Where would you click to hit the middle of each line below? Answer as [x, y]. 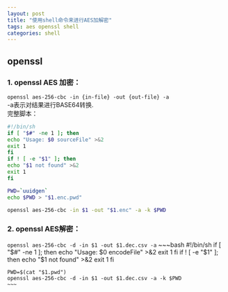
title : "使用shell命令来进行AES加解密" [60, 20]
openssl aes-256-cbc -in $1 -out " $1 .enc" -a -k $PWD [87, 210]
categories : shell [34, 33]
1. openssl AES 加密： [44, 82]
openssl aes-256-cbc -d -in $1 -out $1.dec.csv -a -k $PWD [95, 278]
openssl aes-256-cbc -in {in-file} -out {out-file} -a [88, 97]
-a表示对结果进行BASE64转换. [50, 104]
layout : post [26, 14]
